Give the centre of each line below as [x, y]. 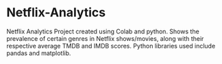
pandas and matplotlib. [39, 53]
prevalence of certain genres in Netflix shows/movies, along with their [105, 38]
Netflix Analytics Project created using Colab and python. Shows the [103, 31]
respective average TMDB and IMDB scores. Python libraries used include [111, 46]
